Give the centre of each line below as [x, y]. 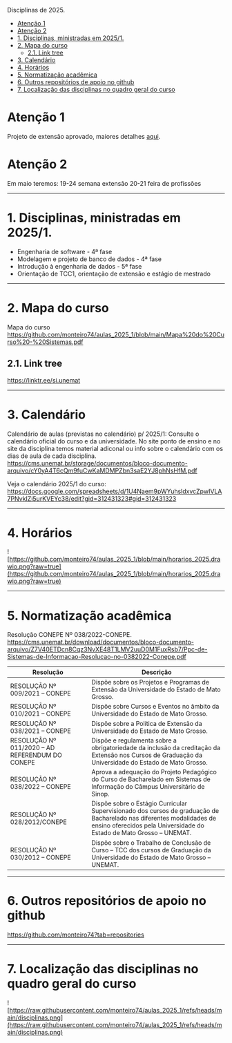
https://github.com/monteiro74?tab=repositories [76, 935]
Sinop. [100, 794]
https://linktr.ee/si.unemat [44, 380]
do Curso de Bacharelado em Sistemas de [151, 779]
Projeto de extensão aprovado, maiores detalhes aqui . [84, 136]
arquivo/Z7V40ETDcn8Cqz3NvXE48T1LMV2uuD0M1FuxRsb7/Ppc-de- [107, 649]
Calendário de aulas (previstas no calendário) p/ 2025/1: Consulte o [103, 434]
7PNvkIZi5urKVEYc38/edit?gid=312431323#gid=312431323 [92, 498]
